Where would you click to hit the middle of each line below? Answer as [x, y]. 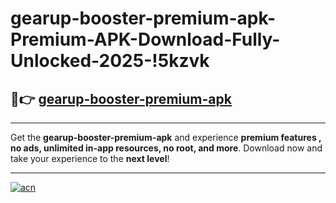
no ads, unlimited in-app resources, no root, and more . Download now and [166, 148]
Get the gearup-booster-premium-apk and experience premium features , [166, 137]
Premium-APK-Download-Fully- [145, 39]
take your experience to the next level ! [90, 158]
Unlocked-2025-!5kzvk [110, 61]
